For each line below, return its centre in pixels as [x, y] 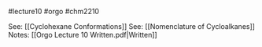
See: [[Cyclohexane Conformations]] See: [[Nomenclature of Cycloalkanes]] [132, 26]
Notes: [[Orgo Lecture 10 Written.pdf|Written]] [83, 35]
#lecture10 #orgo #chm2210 [54, 11]
